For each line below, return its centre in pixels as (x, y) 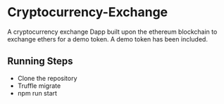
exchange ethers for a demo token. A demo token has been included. (107, 39)
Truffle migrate (39, 86)
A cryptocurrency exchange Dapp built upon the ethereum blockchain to (112, 32)
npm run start (37, 93)
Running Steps (40, 61)
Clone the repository (47, 78)
